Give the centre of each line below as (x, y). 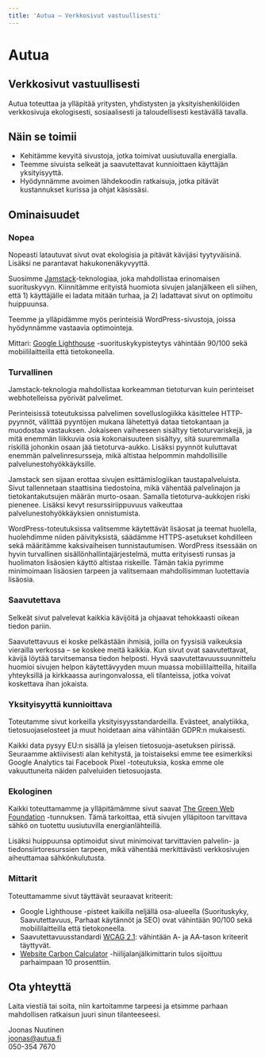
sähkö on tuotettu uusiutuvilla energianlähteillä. (85, 826)
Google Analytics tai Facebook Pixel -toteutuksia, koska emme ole (116, 762)
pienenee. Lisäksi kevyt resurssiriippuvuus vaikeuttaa (96, 505)
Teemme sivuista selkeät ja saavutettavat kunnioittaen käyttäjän (124, 165)
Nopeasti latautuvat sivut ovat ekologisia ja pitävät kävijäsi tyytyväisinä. (125, 255)
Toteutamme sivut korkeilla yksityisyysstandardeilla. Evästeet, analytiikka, (129, 722)
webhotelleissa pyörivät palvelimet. (65, 398)
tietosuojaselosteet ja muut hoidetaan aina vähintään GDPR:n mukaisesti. (127, 730)
